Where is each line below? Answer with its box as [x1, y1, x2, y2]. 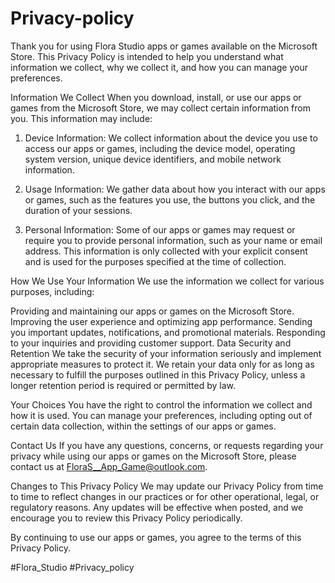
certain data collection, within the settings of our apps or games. [10, 420, 277, 432]
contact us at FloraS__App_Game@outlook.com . [10, 460, 208, 472]
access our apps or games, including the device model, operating [24, 142, 296, 154]
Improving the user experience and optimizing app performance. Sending [10, 315, 313, 327]
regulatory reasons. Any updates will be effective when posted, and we [10, 501, 304, 513]
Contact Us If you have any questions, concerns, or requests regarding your [10, 439, 324, 451]
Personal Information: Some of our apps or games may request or [24, 223, 296, 236]
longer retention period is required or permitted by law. [10, 379, 236, 391]
